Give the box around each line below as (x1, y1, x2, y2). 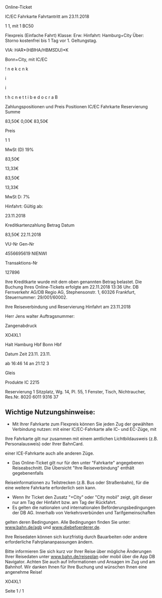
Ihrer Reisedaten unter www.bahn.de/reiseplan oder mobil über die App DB (5, 553, 156, 559)
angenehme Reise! (5, 569, 42, 575)
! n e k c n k (5, 66, 28, 72)
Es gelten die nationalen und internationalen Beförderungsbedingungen (12, 504, 156, 510)
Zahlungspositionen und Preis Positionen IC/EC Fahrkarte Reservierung (5, 104, 148, 109)
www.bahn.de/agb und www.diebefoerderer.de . (5, 524, 101, 530)
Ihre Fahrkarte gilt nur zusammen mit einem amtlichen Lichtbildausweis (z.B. (5, 436, 158, 442)
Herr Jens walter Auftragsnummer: (5, 313, 75, 319)
